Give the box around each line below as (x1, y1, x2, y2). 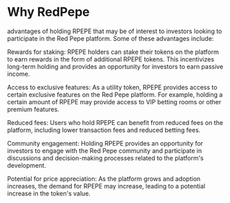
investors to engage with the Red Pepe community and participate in (7, 146, 202, 155)
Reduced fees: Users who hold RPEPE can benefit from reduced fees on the (7, 118, 223, 126)
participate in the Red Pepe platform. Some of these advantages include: (7, 34, 214, 42)
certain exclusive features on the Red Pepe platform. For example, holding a (7, 90, 223, 99)
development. (7, 161, 46, 169)
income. (7, 70, 30, 78)
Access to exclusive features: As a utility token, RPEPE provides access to (7, 83, 218, 91)
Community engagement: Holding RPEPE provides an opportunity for (7, 139, 204, 147)
